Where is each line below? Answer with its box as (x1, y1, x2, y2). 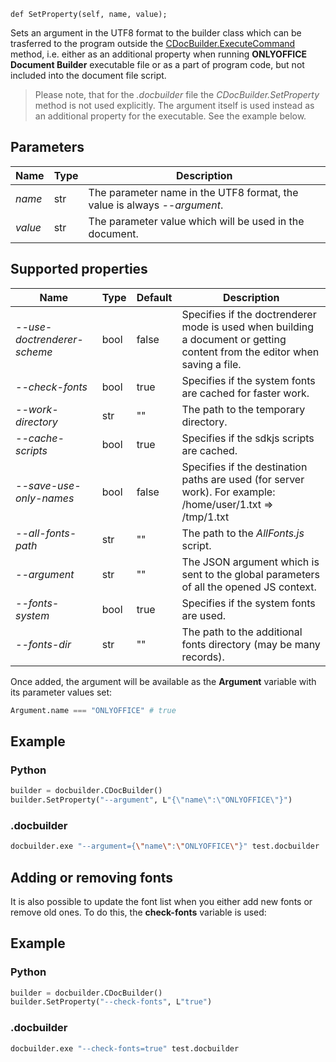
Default (136, 290, 173, 304)
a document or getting (181, 332, 287, 346)
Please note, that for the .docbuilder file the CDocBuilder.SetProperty (34, 89, 320, 100)
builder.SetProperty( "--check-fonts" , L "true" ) (10, 997, 213, 1007)
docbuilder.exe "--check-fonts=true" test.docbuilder (10, 1043, 240, 1054)
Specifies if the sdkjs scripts (181, 431, 315, 445)
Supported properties (10, 261, 148, 278)
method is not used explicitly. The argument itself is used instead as (34, 100, 315, 111)
